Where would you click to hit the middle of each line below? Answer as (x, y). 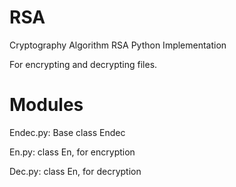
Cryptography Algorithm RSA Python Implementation (118, 45)
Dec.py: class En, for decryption (75, 171)
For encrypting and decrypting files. (83, 64)
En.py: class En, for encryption (72, 152)
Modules (46, 105)
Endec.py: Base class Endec (67, 132)
